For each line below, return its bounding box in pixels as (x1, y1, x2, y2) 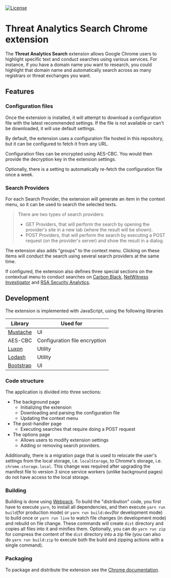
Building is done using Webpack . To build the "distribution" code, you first (5, 499, 161, 505)
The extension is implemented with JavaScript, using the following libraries (5, 308, 163, 314)
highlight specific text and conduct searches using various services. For (5, 56, 157, 62)
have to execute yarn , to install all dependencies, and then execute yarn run (5, 504, 165, 510)
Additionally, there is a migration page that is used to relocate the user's (5, 452, 157, 459)
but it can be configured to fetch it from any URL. (5, 141, 109, 147)
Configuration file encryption (37, 336, 106, 344)
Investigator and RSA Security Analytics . (5, 279, 91, 285)
